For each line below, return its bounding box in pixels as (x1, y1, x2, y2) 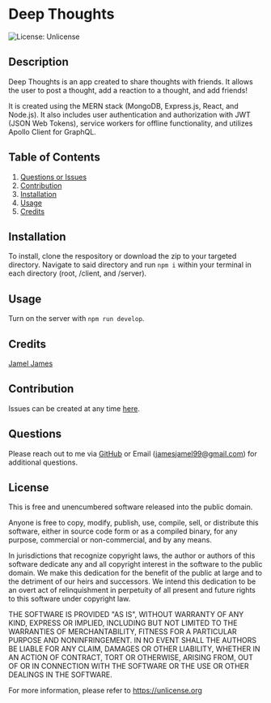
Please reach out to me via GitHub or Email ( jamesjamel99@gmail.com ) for (8, 448, 257, 458)
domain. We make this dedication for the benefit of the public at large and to (8, 568, 263, 578)
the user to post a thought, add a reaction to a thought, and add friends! (8, 85, 248, 95)
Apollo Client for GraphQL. (8, 126, 97, 136)
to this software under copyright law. (8, 594, 131, 604)
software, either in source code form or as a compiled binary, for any (8, 526, 238, 536)
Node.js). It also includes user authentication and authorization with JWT (8, 109, 251, 119)
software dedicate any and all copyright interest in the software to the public (8, 559, 263, 569)
